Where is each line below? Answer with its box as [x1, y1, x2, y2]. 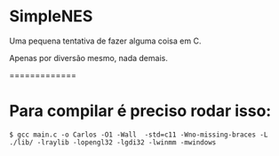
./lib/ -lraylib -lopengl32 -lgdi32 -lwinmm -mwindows [9, 137, 217, 147]
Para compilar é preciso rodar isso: [9, 101, 272, 121]
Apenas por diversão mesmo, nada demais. [9, 52, 169, 63]
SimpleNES [9, 6, 93, 27]
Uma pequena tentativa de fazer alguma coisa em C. [9, 35, 202, 46]
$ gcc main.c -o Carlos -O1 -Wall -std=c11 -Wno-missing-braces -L [9, 130, 268, 139]
